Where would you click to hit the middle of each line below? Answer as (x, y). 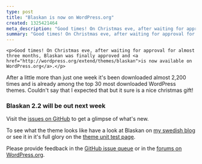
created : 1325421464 (32, 23)
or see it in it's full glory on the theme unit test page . (71, 137)
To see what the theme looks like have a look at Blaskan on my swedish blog (101, 130)
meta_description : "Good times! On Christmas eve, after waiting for (95, 29)
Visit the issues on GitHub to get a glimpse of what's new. (78, 119)
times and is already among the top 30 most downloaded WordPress (91, 84)
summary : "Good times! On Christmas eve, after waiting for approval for (101, 34)
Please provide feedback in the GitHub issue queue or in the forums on (94, 148)
